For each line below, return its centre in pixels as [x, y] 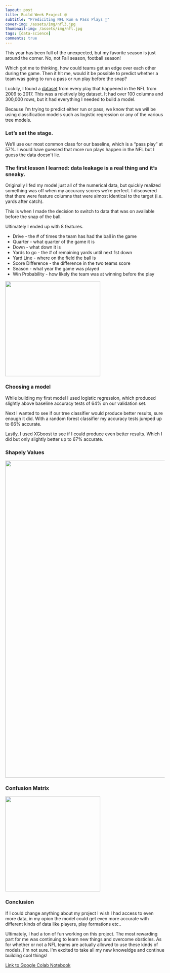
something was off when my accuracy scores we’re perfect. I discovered [81, 191]
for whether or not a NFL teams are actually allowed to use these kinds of [82, 945]
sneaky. [15, 175]
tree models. [18, 120]
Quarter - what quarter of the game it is [54, 242]
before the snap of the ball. [33, 217]
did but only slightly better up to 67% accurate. [54, 439]
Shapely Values [25, 452]
